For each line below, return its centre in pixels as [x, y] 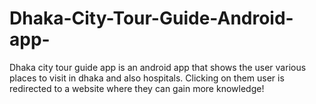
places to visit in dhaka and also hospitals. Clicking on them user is [147, 78]
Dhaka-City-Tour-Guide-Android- [151, 18]
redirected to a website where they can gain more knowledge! [137, 88]
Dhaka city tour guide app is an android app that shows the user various [158, 67]
